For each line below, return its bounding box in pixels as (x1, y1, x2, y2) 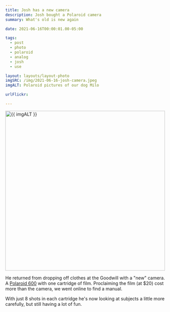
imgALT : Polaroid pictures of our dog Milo (5, 83, 100, 88)
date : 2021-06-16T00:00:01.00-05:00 (5, 26, 83, 31)
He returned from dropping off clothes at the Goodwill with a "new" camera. (5, 275, 165, 281)
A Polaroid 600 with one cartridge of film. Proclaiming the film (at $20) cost (5, 280, 164, 286)
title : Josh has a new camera (5, 7, 70, 13)
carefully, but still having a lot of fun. (5, 301, 82, 307)
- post (10, 40, 24, 46)
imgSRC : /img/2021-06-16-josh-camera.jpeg (5, 78, 97, 83)
